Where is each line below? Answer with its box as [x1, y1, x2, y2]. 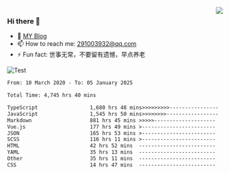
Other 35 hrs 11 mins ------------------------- [7, 156, 216, 162]
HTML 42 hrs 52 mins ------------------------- [7, 142, 216, 149]
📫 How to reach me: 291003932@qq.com [16, 40, 137, 48]
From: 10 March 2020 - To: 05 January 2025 [7, 79, 133, 86]
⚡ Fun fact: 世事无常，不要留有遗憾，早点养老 [16, 51, 146, 59]
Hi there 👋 [7, 16, 41, 26]
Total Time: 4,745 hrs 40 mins [7, 92, 97, 99]
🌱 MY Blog [16, 32, 47, 40]
